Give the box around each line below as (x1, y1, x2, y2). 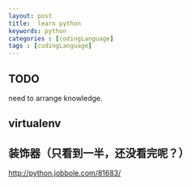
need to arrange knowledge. (8, 93, 103, 103)
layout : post (8, 11, 53, 20)
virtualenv (8, 116, 62, 130)
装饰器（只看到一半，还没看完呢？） (8, 146, 189, 160)
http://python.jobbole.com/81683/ (8, 168, 121, 178)
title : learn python (8, 19, 82, 27)
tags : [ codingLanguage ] (8, 42, 92, 50)
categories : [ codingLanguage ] (8, 34, 114, 43)
